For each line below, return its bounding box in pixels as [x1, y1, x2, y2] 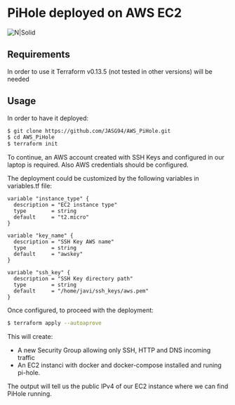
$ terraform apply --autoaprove [7, 320, 102, 327]
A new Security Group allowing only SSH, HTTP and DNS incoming [17, 346, 211, 354]
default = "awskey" [13, 251, 83, 258]
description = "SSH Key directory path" [13, 276, 133, 283]
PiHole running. [7, 390, 52, 398]
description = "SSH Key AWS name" [13, 238, 114, 245]
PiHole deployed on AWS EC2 [7, 5, 182, 21]
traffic [17, 354, 35, 362]
